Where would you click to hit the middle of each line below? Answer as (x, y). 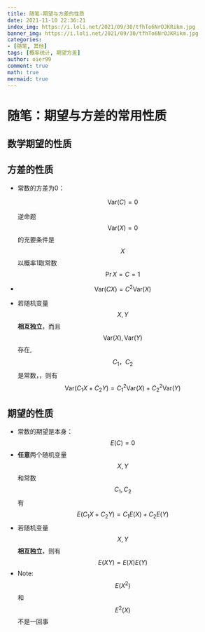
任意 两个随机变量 (42, 455)
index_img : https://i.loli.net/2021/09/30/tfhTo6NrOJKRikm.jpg (101, 27)
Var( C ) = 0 (123, 202)
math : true (23, 72)
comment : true (28, 66)
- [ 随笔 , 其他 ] (27, 46)
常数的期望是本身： (45, 432)
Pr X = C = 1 (123, 274)
